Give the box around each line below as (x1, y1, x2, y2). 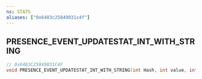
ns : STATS (6, 8, 31, 15)
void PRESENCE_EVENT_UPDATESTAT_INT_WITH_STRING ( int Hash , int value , (6, 67, 187, 74)
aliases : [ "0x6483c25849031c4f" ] (6, 14, 90, 20)
